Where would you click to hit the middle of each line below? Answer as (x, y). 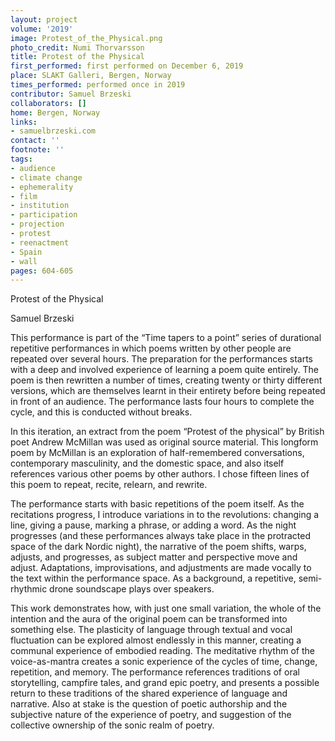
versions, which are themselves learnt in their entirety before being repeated (168, 391)
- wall (24, 261)
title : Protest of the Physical (77, 57)
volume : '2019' (42, 29)
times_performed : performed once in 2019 (98, 85)
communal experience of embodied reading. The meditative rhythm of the (162, 651)
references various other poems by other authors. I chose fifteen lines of (160, 474)
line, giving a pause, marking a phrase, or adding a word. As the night (153, 525)
